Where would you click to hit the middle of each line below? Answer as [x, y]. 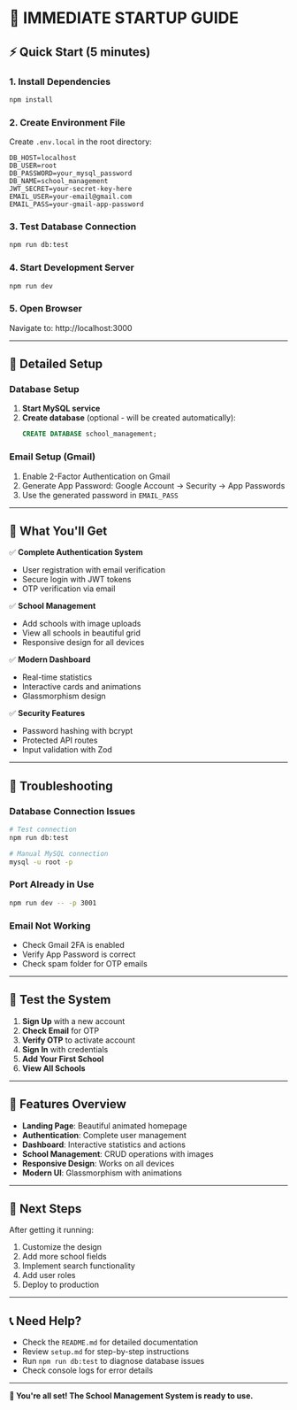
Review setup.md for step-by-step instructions [106, 1352]
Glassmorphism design [64, 696]
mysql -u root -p [41, 862]
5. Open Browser [46, 309]
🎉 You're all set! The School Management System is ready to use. [131, 1396]
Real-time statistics [57, 677]
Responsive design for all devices [83, 643]
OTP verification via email [69, 589]
